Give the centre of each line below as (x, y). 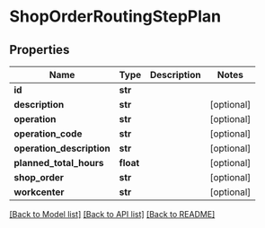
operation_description (62, 148)
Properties (40, 50)
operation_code (48, 134)
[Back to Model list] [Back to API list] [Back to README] (112, 214)
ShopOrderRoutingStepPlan (115, 17)
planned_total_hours (59, 163)
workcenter (39, 192)
